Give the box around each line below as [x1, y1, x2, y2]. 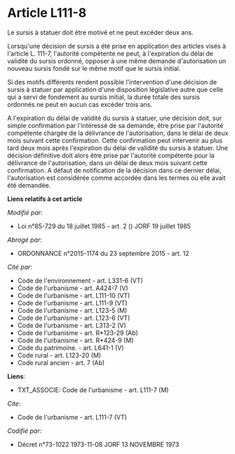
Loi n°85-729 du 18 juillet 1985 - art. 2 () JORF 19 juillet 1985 [17, 221, 192, 230]
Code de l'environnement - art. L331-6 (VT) [17, 276, 144, 285]
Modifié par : [7, 208, 43, 216]
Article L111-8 [7, 5, 87, 21]
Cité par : [7, 262, 33, 271]
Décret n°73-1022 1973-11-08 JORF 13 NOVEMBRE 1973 [17, 440, 180, 448]
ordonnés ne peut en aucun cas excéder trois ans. [7, 100, 153, 108]
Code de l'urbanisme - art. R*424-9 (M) [17, 336, 134, 344]
